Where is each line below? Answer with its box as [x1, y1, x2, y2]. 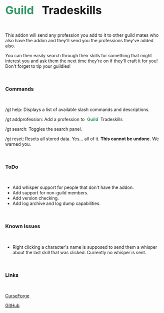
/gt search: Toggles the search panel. [5, 126, 82, 132]
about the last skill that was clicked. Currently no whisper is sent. [12, 249, 146, 255]
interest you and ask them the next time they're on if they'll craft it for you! [5, 58, 158, 64]
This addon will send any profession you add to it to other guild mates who [5, 32, 159, 38]
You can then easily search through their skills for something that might [5, 52, 152, 58]
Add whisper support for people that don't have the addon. [12, 184, 134, 190]
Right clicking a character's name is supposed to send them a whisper [12, 244, 157, 250]
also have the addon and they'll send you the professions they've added [5, 37, 154, 43]
